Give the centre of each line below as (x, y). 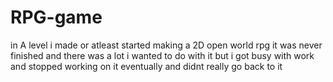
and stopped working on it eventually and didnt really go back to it (146, 66)
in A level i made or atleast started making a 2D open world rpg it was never (166, 45)
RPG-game (56, 17)
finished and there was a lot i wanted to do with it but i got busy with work (162, 55)
